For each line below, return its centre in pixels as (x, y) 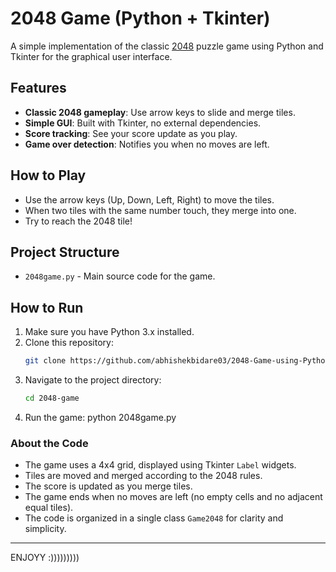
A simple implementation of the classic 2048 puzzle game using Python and (167, 46)
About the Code (49, 443)
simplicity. (45, 529)
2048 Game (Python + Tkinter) (140, 18)
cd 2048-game (52, 398)
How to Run (47, 307)
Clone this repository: (69, 343)
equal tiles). (49, 508)
